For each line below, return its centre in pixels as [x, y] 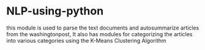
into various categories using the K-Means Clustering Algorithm [86, 40]
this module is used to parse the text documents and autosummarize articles [103, 28]
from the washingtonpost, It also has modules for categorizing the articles [99, 34]
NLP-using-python [55, 11]
